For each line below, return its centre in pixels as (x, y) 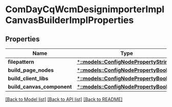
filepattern (21, 62)
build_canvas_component (40, 87)
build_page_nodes (31, 70)
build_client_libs (28, 78)
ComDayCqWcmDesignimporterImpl (85, 9)
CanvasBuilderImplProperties (70, 20)
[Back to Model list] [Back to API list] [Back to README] (64, 99)
